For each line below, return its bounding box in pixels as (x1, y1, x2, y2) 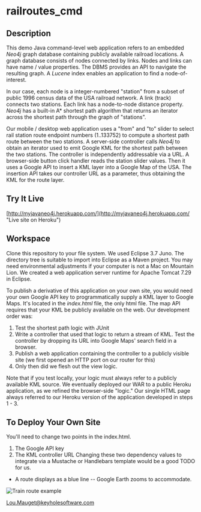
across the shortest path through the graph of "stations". (6, 113, 146, 120)
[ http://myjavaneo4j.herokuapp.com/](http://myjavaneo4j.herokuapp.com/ (6, 210, 190, 217)
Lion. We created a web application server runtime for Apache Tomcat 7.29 (6, 269, 192, 276)
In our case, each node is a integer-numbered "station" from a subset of (6, 88, 185, 95)
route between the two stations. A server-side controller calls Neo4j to (6, 138, 180, 145)
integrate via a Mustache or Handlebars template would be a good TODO (14, 458, 196, 465)
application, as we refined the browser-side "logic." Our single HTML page (6, 387, 191, 394)
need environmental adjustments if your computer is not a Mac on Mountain (6, 262, 194, 269)
